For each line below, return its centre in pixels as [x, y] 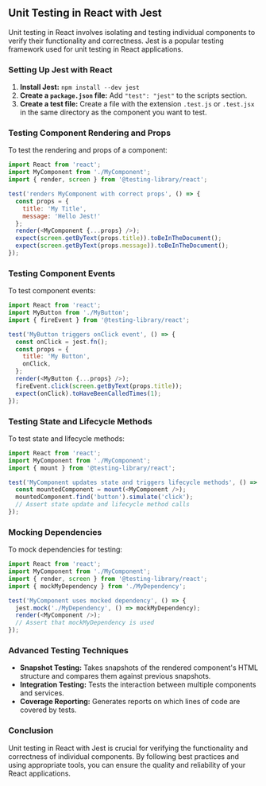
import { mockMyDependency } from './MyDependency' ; [97, 586]
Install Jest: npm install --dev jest [80, 87]
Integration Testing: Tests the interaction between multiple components [138, 685]
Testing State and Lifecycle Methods [80, 421]
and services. [42, 693]
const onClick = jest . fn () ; [62, 342]
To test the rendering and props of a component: [88, 150]
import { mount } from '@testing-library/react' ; [92, 468]
